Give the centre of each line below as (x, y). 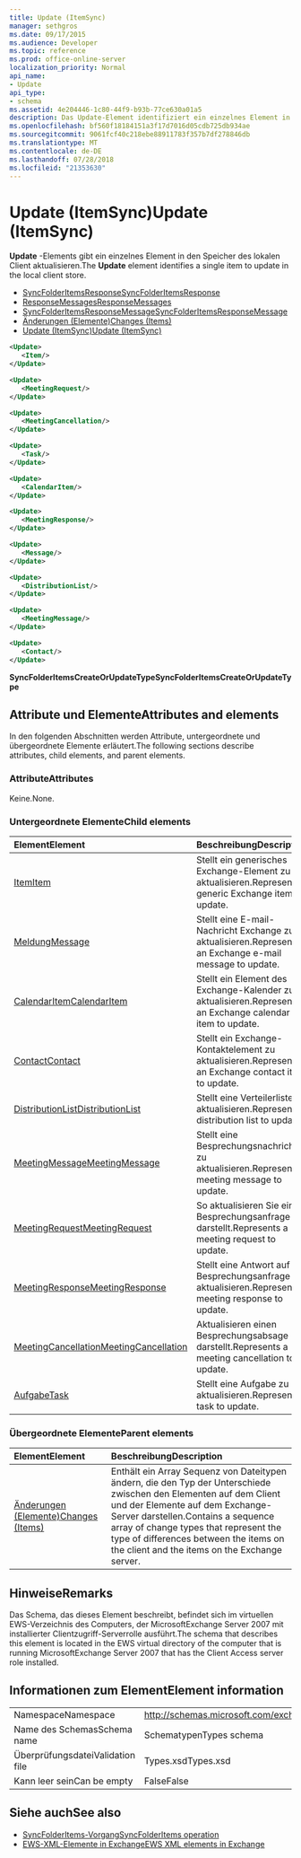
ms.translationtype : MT (54, 143)
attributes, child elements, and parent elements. (97, 756)
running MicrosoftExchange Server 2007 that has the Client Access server (146, 1653)
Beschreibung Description (167, 1457)
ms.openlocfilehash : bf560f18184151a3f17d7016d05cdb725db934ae (130, 127)
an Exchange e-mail (239, 952)
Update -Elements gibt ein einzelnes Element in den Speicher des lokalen (145, 256)
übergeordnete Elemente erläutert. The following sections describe (132, 746)
